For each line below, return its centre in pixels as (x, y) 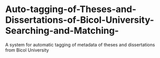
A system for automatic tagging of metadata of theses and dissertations (80, 44)
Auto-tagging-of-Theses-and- (71, 9)
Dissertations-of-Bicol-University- (80, 20)
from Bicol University (27, 50)
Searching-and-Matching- (62, 31)
